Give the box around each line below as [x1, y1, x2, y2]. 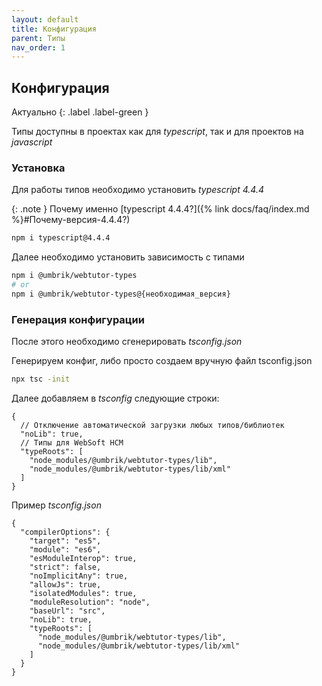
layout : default [11, 14, 79, 25]
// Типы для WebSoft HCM [20, 438, 124, 448]
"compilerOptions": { [20, 527, 111, 538]
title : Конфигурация [11, 24, 98, 34]
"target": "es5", [29, 536, 102, 546]
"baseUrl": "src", [29, 606, 106, 616]
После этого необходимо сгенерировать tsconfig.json [11, 336, 243, 348]
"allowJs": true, [29, 580, 102, 590]
